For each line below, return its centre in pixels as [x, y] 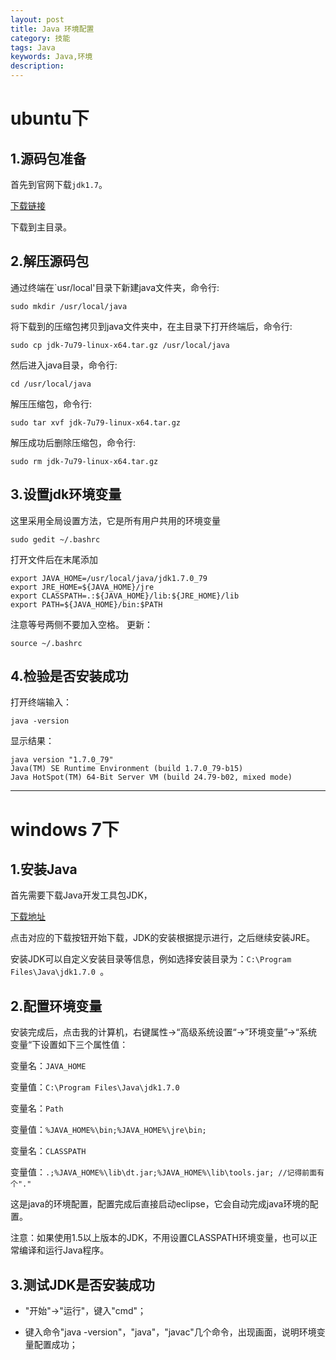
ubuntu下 [50, 118]
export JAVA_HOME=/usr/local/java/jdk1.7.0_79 [109, 578]
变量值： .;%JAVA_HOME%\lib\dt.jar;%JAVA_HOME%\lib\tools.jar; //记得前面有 [167, 1172]
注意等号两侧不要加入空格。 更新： [81, 624]
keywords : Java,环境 [51, 57]
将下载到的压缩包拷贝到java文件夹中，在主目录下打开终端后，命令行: [151, 326]
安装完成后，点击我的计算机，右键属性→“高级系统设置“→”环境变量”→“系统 [164, 1032]
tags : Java [33, 47]
